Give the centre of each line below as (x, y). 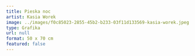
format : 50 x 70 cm (30, 38)
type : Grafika (23, 28)
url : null (18, 33)
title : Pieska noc (28, 11)
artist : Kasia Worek (31, 17)
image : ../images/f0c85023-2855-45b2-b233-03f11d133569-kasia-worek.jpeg (98, 22)
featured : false (26, 44)
